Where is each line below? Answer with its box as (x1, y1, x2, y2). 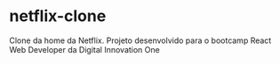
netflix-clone (9, 6, 107, 26)
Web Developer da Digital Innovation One (9, 44, 160, 54)
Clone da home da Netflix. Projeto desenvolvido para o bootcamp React (9, 35, 272, 46)
